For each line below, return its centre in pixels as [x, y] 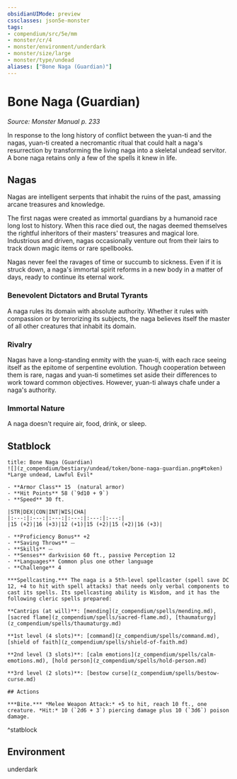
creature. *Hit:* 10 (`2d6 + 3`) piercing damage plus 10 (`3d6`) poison [118, 711]
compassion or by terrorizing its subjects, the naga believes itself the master [118, 318]
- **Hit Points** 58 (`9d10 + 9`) [58, 493]
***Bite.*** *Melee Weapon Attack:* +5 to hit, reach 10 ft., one [107, 705]
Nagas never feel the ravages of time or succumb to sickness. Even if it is [114, 262]
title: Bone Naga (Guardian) [50, 463]
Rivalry [20, 344]
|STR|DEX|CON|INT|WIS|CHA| [47, 512]
